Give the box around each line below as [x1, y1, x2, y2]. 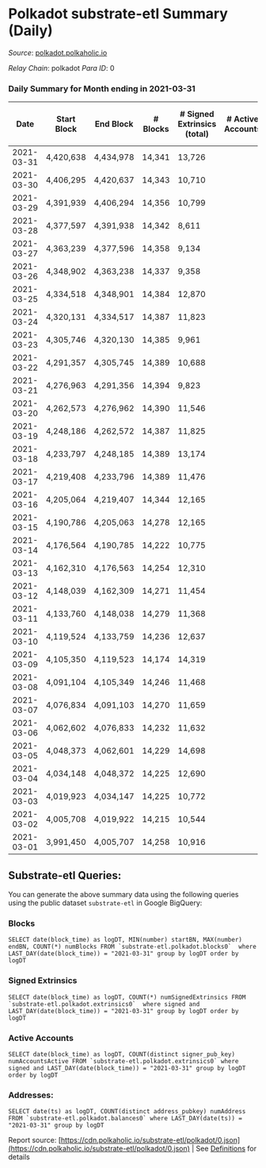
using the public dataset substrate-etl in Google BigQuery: [8, 898, 203, 908]
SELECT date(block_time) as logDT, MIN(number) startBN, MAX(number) [8, 936, 243, 944]
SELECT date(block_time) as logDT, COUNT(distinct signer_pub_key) [8, 1050, 236, 1058]
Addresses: [8, 1089, 54, 1101]
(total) [184, 129, 210, 140]
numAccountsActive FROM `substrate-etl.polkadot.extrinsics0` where [8, 1057, 239, 1065]
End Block [94, 118, 134, 129]
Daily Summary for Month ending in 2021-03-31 [8, 83, 196, 94]
